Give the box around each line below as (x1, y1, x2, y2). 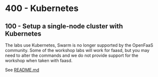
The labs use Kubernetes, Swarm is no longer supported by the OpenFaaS (5, 42, 154, 48)
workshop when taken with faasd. (5, 58, 73, 63)
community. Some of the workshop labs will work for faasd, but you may (5, 48, 150, 53)
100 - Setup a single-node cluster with (5, 22, 123, 30)
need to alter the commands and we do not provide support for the (5, 52, 139, 58)
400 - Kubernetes (5, 3, 79, 14)
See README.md (5, 67, 40, 73)
